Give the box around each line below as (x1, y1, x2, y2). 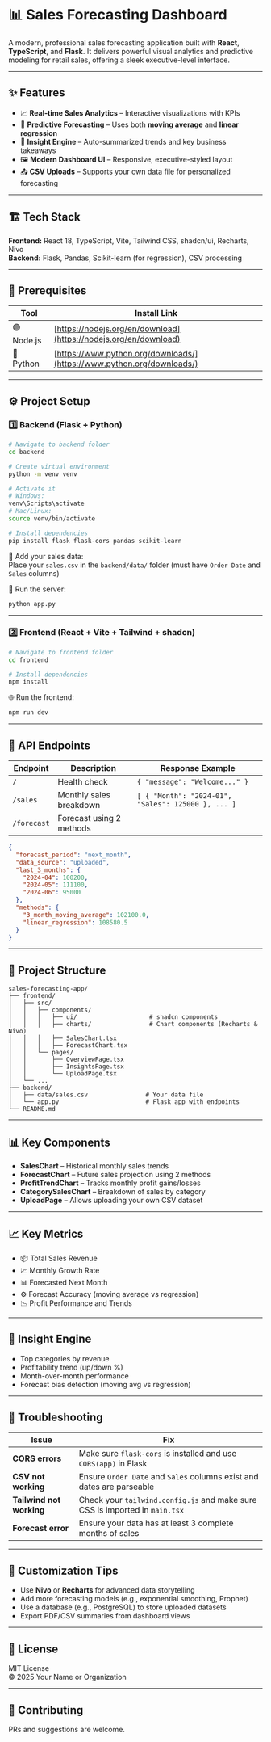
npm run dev (8, 709, 48, 717)
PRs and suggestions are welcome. (8, 1724, 125, 1734)
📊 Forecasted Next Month (19, 1277, 108, 1287)
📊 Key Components (8, 1135, 110, 1149)
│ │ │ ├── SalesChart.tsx (8, 1034, 117, 1042)
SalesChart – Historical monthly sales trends (19, 1161, 169, 1171)
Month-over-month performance (19, 1370, 129, 1381)
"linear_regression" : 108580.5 (23, 918, 128, 927)
